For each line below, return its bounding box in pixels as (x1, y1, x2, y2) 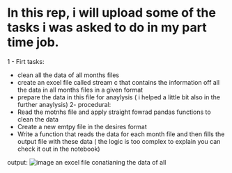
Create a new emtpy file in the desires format (17, 122, 148, 131)
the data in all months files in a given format (17, 85, 144, 94)
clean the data (17, 115, 59, 123)
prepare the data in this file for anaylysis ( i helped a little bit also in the (17, 92, 221, 101)
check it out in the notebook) (17, 145, 100, 153)
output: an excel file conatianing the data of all (7, 158, 167, 166)
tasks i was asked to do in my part (7, 19, 207, 35)
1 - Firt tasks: (7, 57, 45, 65)
